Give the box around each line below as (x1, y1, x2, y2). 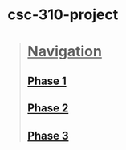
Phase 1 (26, 74, 67, 87)
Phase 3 (26, 128, 69, 142)
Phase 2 (26, 102, 69, 116)
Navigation (26, 43, 102, 61)
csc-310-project (7, 6, 119, 24)
